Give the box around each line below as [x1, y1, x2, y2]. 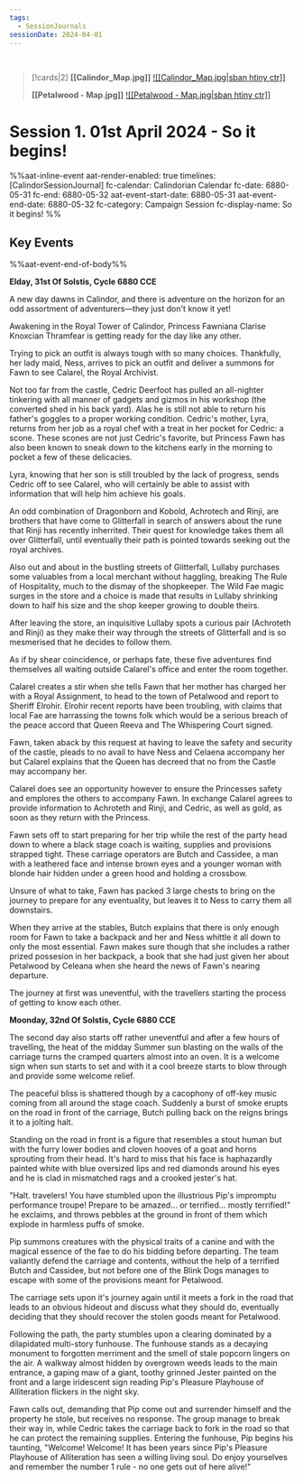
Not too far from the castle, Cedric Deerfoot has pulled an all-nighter [9, 384, 264, 395]
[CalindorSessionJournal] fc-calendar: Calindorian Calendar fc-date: [9, 180, 264, 190]
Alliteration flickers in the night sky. [9, 1386, 140, 1397]
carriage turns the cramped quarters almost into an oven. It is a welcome [9, 1051, 280, 1062]
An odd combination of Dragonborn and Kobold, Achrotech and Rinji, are [9, 506, 280, 517]
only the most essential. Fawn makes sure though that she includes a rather [9, 941, 290, 952]
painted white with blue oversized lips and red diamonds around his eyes [9, 1163, 280, 1174]
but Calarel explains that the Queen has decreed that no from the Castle [9, 756, 277, 767]
